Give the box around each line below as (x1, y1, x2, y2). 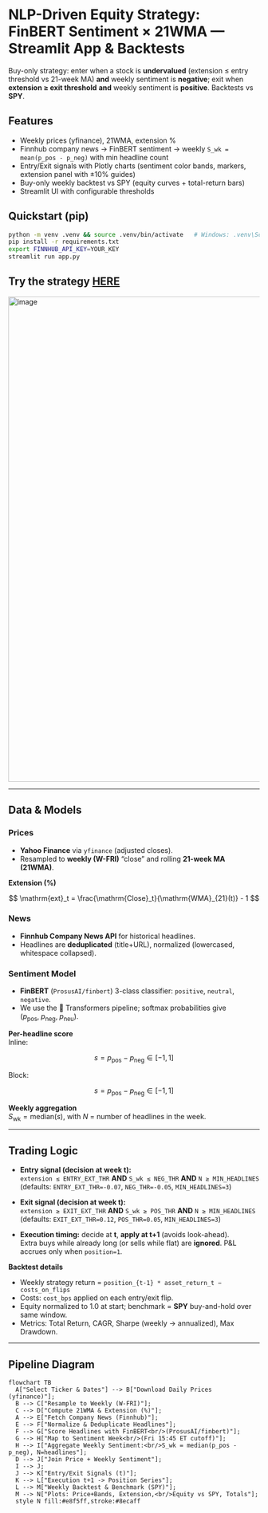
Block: (8, 1070, 30, 1079)
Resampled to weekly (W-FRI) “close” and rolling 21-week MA (19, 854, 226, 863)
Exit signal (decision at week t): (19, 1197, 126, 1207)
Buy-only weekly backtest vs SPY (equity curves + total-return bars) (19, 178, 246, 187)
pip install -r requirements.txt (8, 238, 120, 246)
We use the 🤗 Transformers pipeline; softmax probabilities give (19, 1003, 227, 1013)
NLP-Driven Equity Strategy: (8, 6, 201, 24)
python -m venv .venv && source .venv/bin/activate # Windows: (8, 230, 230, 238)
